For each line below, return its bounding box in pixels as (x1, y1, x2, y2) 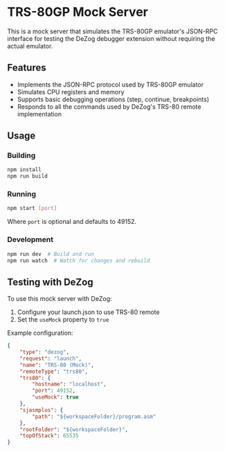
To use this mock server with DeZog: (7, 295, 112, 303)
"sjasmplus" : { (19, 406, 64, 413)
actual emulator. (7, 42, 53, 50)
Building (7, 150, 36, 160)
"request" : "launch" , (19, 355, 82, 362)
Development (7, 235, 54, 245)
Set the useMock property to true (17, 315, 109, 324)
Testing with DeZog (7, 276, 93, 288)
